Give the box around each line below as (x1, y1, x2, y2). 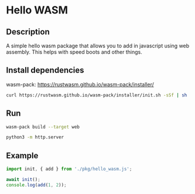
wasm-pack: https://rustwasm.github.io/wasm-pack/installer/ (6, 81, 154, 88)
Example (6, 150, 39, 161)
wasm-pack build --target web (6, 124, 80, 130)
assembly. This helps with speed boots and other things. (6, 49, 142, 56)
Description (6, 27, 50, 37)
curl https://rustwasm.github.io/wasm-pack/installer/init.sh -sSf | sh (6, 92, 187, 98)
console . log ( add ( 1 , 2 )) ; (6, 182, 67, 188)
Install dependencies (6, 65, 84, 75)
